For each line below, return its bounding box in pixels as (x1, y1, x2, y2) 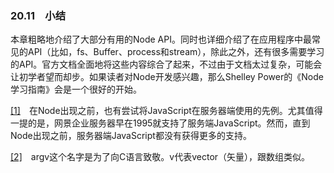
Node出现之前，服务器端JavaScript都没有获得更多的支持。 (10, 130, 252, 142)
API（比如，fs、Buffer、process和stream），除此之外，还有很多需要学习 (27, 46, 325, 58)
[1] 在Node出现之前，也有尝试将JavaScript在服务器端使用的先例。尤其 (10, 105, 306, 117)
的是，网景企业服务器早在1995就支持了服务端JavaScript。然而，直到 (27, 117, 311, 129)
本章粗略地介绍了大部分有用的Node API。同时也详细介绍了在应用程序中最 (10, 33, 312, 46)
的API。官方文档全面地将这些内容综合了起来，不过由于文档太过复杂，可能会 (10, 58, 323, 71)
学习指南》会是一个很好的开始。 (10, 83, 142, 96)
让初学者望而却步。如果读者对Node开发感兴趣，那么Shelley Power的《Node (10, 71, 324, 83)
